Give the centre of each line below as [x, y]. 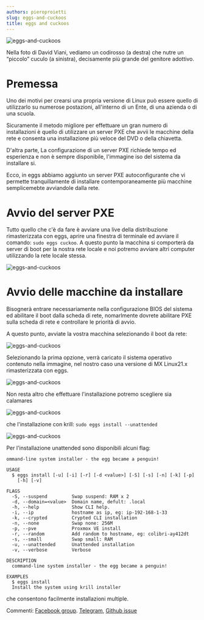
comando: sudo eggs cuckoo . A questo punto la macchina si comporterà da [100, 243]
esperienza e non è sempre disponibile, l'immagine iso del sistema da [93, 157]
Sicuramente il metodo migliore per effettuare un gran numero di [87, 125]
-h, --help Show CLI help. [61, 508]
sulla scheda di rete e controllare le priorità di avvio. [71, 322]
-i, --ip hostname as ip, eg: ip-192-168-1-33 [90, 513]
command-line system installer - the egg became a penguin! [90, 566]
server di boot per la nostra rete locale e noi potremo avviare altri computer [101, 249]
